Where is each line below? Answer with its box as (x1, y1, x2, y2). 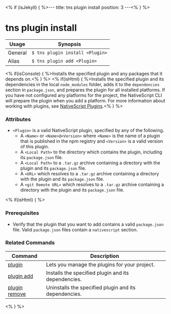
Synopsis (58, 40, 81, 47)
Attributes (5, 116, 31, 123)
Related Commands (5, 239, 55, 246)
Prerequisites (5, 210, 39, 217)
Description (90, 252, 120, 259)
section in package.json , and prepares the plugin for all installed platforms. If (5, 87, 165, 93)
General (8, 49, 27, 56)
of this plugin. (20, 144, 49, 150)
